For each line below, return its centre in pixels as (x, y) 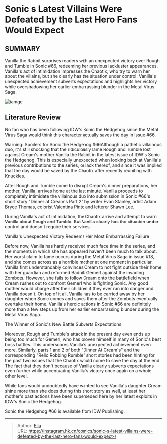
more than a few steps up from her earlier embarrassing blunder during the (82, 309)
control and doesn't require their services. (48, 226)
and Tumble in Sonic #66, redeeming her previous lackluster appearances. (82, 66)
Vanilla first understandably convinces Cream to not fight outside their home (83, 267)
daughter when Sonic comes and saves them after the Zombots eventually (81, 298)
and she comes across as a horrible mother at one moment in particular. (79, 262)
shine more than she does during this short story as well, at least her (75, 391)
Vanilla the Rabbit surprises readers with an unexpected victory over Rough (83, 60)
